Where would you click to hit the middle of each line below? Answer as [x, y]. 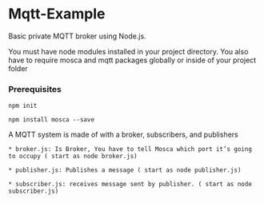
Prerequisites [35, 89]
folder [18, 68]
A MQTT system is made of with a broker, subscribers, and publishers [123, 135]
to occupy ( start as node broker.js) [73, 157]
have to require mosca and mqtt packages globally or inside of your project [132, 60]
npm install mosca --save [51, 120]
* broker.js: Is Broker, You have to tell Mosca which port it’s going [130, 149]
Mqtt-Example [57, 14]
